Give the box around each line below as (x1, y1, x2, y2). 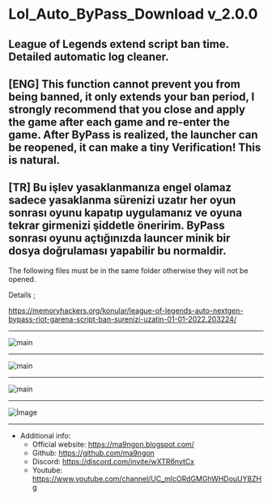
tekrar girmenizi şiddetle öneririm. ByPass (8, 219, 225, 233)
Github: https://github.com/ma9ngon (32, 447, 155, 458)
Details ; (8, 289, 36, 300)
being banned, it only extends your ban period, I (8, 90, 255, 104)
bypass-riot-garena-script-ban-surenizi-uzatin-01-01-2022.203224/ (8, 314, 237, 324)
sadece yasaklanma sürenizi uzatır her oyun (8, 194, 236, 207)
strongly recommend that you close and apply (8, 102, 245, 116)
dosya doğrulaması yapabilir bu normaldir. (8, 244, 227, 258)
